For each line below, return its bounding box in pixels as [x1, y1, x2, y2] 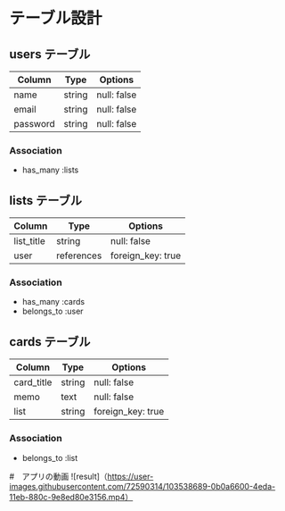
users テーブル [9, 46, 91, 62]
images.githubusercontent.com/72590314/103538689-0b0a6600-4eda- [9, 481, 276, 491]
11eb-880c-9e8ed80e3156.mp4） [9, 491, 134, 502]
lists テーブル [9, 193, 83, 208]
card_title [13, 376, 53, 389]
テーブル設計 [9, 8, 102, 29]
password [13, 118, 55, 130]
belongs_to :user [21, 306, 84, 317]
